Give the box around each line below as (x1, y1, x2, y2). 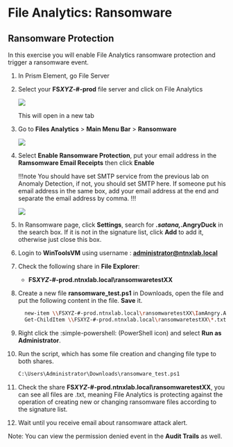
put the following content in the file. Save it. (17, 297, 143, 304)
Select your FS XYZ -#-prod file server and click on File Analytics (17, 85, 203, 93)
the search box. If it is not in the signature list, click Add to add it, (17, 228, 204, 236)
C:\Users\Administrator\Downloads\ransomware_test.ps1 (17, 370, 180, 377)
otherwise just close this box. (17, 236, 102, 243)
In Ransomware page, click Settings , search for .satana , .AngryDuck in (17, 220, 224, 229)
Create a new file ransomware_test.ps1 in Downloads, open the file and (17, 289, 224, 297)
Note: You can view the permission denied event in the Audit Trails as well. (8, 432, 223, 440)
